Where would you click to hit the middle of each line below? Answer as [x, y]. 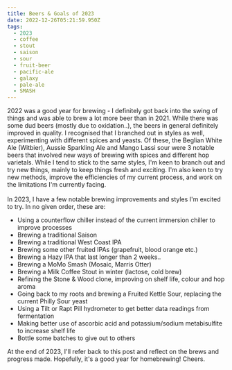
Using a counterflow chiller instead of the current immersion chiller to [116, 220]
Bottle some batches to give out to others [76, 338]
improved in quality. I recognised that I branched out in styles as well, [106, 133]
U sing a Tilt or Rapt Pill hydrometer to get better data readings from [113, 309]
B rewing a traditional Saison [57, 235]
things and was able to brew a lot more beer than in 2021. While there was [113, 118]
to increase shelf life [46, 331]
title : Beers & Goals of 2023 [51, 14]
